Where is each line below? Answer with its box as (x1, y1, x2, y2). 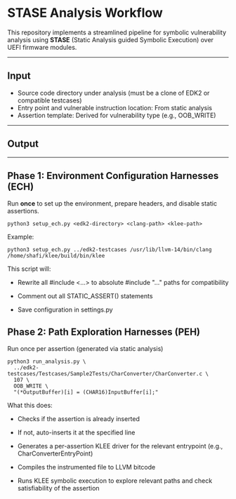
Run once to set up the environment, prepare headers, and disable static (7, 199, 218, 208)
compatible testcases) (17, 96, 82, 105)
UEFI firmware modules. (7, 43, 77, 51)
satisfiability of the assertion (17, 484, 100, 493)
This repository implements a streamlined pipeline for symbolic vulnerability (7, 28, 227, 36)
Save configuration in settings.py (17, 305, 114, 314)
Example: (7, 233, 34, 241)
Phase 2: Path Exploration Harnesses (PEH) (7, 326, 200, 338)
